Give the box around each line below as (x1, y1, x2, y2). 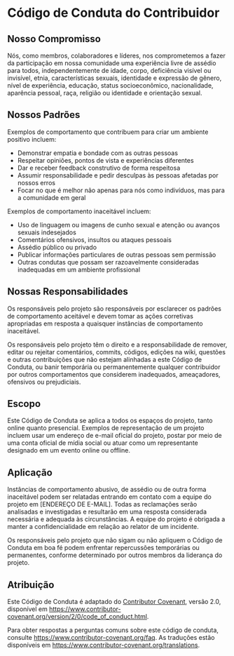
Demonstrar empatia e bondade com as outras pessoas (17, 149, 179, 157)
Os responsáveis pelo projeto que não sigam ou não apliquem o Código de (7, 536, 223, 544)
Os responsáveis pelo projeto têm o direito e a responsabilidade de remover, (7, 340, 228, 349)
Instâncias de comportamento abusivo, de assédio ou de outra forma (7, 486, 207, 494)
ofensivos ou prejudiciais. (7, 377, 81, 386)
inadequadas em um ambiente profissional (17, 265, 141, 274)
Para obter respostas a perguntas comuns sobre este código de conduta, (7, 626, 219, 634)
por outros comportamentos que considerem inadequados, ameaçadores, (7, 370, 221, 378)
